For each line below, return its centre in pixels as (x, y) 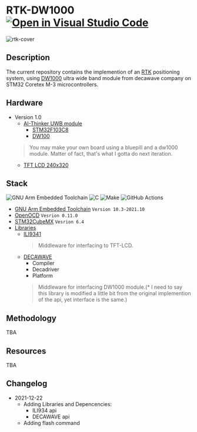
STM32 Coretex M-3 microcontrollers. (52, 84)
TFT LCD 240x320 (46, 165)
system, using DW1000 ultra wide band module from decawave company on (98, 78)
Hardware (24, 103)
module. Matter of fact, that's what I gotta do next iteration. (101, 153)
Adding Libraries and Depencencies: (68, 404)
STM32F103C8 (50, 130)
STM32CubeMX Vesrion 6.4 (49, 222)
